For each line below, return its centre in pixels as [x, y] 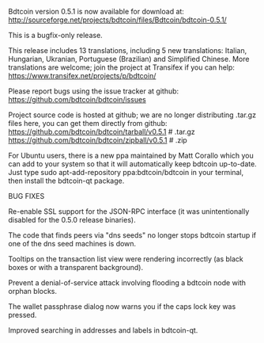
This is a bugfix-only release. [55, 35]
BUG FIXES [26, 196]
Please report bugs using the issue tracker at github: [94, 91]
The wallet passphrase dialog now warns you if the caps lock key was [122, 307]
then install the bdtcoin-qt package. [66, 181]
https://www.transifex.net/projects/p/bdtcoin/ [82, 76]
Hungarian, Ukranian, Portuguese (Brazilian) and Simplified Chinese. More [129, 59]
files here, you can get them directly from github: [88, 123]
